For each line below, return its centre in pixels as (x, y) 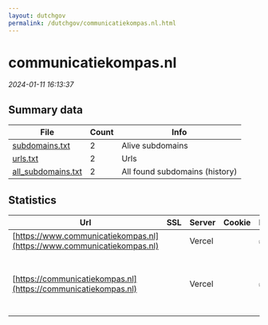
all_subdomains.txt (47, 172)
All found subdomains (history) (179, 172)
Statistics (33, 200)
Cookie (237, 223)
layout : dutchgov (37, 16)
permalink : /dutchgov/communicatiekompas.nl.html (93, 23)
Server (203, 223)
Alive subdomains (155, 146)
